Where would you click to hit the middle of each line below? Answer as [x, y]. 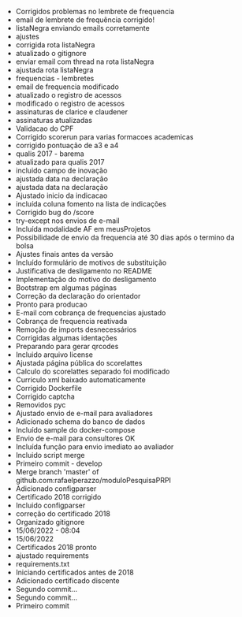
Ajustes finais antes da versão [64, 254]
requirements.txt [43, 564]
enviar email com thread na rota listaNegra [85, 61]
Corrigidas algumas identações [66, 338]
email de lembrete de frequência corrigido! [85, 20]
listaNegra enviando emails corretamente [82, 28]
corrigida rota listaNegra [55, 45]
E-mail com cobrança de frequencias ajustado [91, 313]
